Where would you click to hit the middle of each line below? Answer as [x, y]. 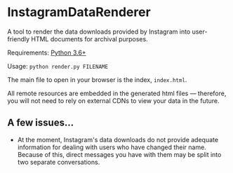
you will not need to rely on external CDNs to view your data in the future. [113, 101]
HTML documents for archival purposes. [90, 39]
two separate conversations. [59, 162]
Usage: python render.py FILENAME [58, 66]
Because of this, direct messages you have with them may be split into [119, 154]
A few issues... [41, 123]
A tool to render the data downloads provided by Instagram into [99, 32]
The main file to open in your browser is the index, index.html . [97, 79]
